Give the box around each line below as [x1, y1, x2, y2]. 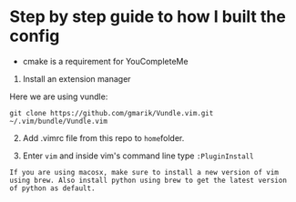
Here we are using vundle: [9, 91, 108, 102]
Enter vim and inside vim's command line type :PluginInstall [22, 150, 254, 161]
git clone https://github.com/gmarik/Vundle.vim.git [9, 108, 214, 117]
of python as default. [9, 184, 96, 193]
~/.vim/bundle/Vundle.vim [9, 116, 107, 126]
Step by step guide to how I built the [9, 6, 287, 27]
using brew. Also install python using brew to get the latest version [9, 176, 287, 185]
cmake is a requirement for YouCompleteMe [22, 56, 189, 66]
